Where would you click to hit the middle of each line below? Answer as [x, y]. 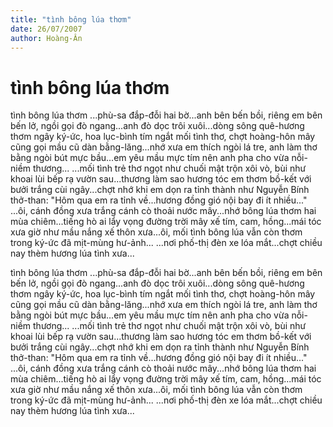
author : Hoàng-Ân [46, 38]
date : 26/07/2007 [46, 29]
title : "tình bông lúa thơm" [71, 19]
